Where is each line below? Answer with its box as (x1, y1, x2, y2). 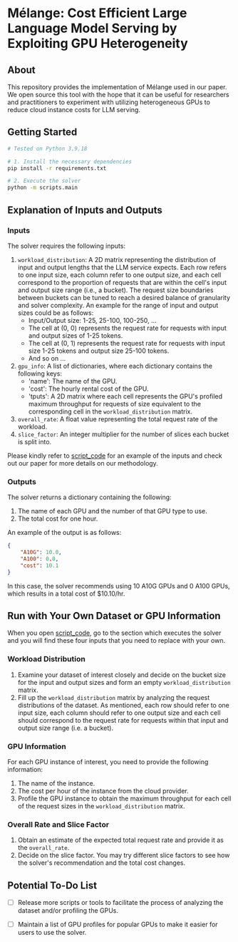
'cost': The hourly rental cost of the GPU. (28, 384, 149, 393)
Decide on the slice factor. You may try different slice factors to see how (17, 851, 230, 860)
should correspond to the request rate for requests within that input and (17, 716, 229, 724)
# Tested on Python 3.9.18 (7, 145, 88, 152)
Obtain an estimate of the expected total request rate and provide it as (17, 836, 224, 844)
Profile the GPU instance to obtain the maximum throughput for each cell (17, 794, 232, 803)
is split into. (17, 437, 52, 446)
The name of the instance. (17, 778, 95, 787)
